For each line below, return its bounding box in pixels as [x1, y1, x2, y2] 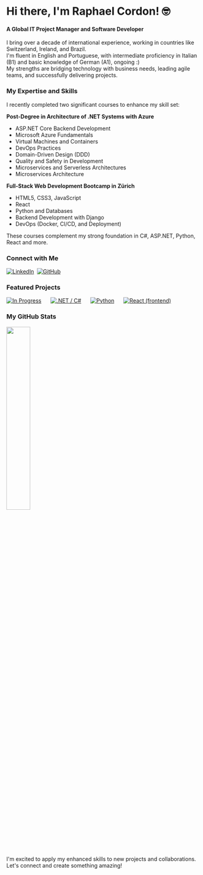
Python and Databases [15, 207, 73, 214]
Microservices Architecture [15, 170, 85, 177]
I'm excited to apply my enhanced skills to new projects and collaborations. [6, 855, 196, 863]
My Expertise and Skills [6, 87, 78, 96]
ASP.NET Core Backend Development [15, 125, 111, 132]
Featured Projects [6, 283, 61, 291]
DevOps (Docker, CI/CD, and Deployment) [15, 220, 121, 228]
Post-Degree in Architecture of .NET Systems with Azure [6, 112, 155, 120]
